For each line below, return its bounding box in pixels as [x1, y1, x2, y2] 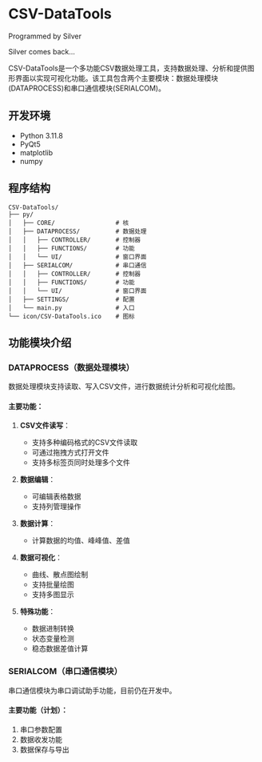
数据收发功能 [19, 734, 62, 744]
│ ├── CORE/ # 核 [8, 219, 129, 227]
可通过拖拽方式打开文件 [31, 447, 109, 457]
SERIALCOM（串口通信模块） [8, 666, 122, 677]
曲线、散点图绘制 [31, 570, 89, 580]
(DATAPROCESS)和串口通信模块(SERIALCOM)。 [8, 83, 166, 93]
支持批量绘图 [31, 580, 74, 589]
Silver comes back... [8, 46, 76, 56]
